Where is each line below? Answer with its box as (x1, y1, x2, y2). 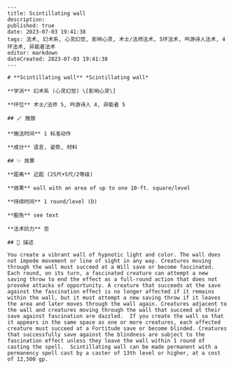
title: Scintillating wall (7, 10, 86, 17)
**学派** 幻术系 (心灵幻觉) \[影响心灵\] (7, 88, 116, 95)
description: (7, 16, 46, 23)
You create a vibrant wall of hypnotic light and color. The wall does (7, 251, 221, 258)
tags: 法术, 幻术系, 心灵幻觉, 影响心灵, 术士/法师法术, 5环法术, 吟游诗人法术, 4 (7, 36, 226, 43)
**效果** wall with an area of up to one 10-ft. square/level (7, 185, 191, 192)
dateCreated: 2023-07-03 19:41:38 (7, 55, 109, 62)
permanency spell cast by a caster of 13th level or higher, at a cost (7, 350, 221, 357)
